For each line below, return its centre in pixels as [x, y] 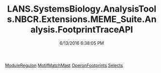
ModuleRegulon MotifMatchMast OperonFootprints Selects [64, 65]
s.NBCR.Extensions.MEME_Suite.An [82, 19]
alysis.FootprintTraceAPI [82, 30]
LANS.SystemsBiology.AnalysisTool [82, 9]
